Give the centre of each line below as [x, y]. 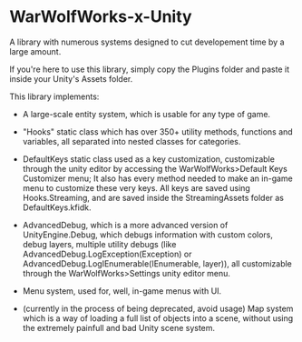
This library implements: [54, 96]
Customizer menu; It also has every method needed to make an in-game [157, 178]
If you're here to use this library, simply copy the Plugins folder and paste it [150, 69]
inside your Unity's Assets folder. [71, 78]
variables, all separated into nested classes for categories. [132, 141]
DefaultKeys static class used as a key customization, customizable [148, 159]
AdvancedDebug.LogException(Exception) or [107, 254]
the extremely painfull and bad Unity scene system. [119, 327]
